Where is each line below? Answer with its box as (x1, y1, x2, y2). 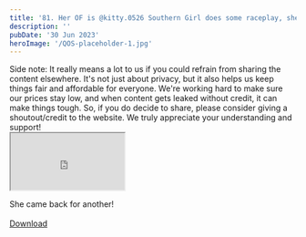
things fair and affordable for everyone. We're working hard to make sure (9, 83, 283, 94)
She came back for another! (9, 199, 115, 210)
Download (9, 218, 48, 229)
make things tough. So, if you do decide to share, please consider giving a (9, 102, 289, 114)
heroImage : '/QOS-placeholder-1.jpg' (9, 38, 153, 48)
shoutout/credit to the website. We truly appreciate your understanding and (9, 112, 293, 123)
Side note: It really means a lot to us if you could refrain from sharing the (9, 64, 281, 75)
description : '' (9, 22, 71, 31)
